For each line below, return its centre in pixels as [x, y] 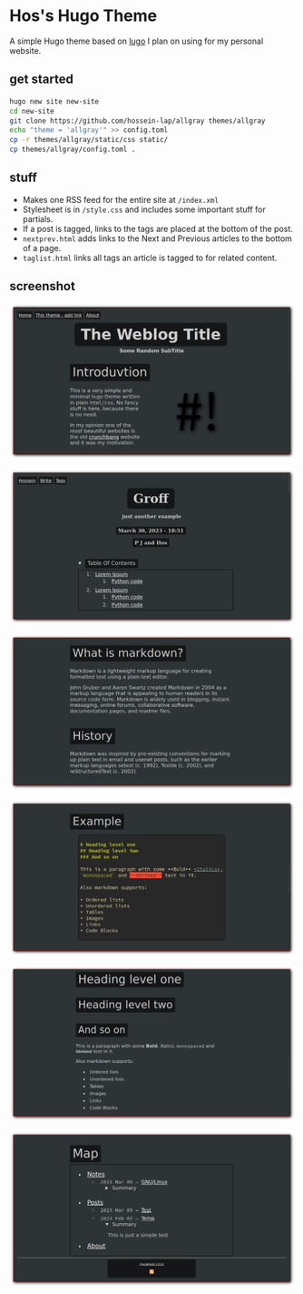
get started [42, 80]
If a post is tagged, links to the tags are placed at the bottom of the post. [157, 228]
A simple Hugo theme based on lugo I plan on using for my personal [137, 41]
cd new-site [32, 111]
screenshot [42, 286]
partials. [38, 218]
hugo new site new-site [54, 101]
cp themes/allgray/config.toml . [73, 150]
